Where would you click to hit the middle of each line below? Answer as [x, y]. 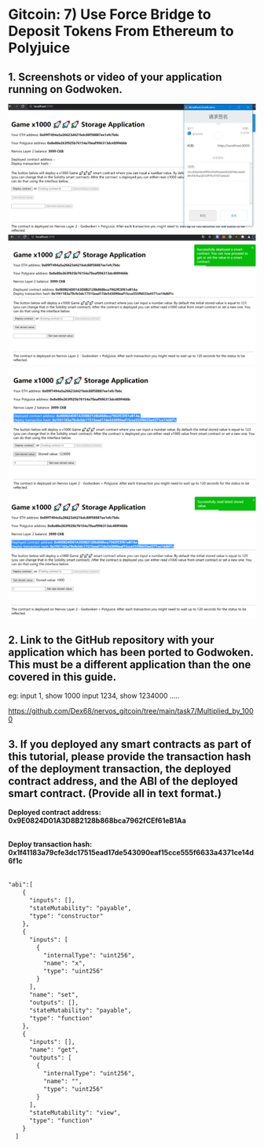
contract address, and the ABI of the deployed [123, 781]
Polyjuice [39, 48]
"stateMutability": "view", [75, 1112]
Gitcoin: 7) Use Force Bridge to [110, 15]
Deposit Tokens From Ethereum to [121, 31]
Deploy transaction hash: [50, 844]
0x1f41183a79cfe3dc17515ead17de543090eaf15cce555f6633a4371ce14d [131, 852]
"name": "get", [54, 1049]
